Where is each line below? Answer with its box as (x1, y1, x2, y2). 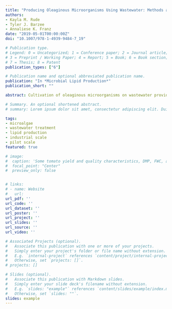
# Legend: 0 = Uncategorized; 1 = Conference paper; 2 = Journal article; (5, 50, 168, 55)
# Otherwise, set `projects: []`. (5, 258, 83, 263)
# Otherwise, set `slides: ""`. (5, 291, 79, 296)
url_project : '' (5, 215, 40, 221)
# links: (5, 182, 24, 187)
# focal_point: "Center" (5, 163, 60, 168)
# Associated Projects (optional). (5, 239, 81, 244)
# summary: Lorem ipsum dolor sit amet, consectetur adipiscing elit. (5, 106, 159, 112)
